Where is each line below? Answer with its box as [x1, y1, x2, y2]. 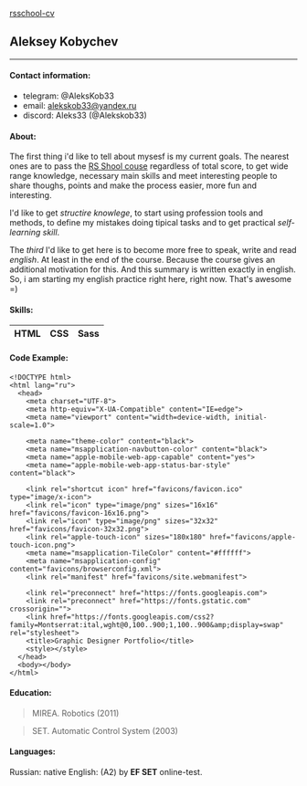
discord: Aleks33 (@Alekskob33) [22, 110, 148, 121]
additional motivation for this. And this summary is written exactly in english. [9, 264, 297, 275]
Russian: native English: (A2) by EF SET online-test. [9, 767, 203, 778]
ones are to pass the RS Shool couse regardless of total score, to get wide [9, 161, 289, 172]
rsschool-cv [9, 8, 55, 18]
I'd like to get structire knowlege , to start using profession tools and [9, 207, 263, 218]
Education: [9, 687, 52, 698]
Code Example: [9, 352, 69, 363]
